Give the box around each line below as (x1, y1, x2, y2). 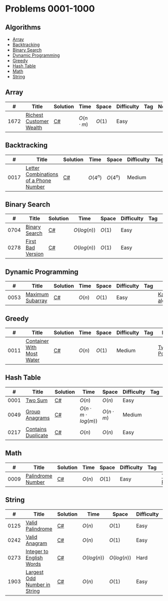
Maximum (25, 291, 49, 298)
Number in (25, 581, 50, 588)
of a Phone (25, 177, 51, 184)
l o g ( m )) (79, 417, 97, 424)
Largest (25, 568, 44, 575)
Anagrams (25, 414, 50, 421)
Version (25, 250, 44, 257)
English (25, 554, 43, 561)
